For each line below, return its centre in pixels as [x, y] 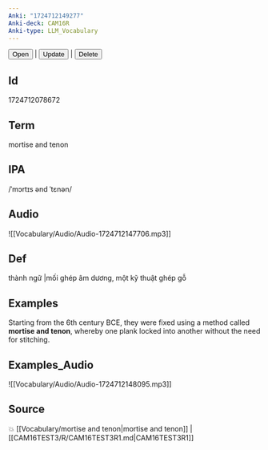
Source [27, 409]
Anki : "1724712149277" [46, 16]
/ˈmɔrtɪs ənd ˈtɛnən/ [40, 189]
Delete [88, 54]
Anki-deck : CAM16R [39, 23]
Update [54, 54]
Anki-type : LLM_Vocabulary [53, 30]
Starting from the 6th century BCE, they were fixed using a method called [129, 322]
